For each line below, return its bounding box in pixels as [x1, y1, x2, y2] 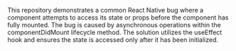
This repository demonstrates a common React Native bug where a [7, 6, 204, 14]
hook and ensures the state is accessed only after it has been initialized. [7, 36, 219, 44]
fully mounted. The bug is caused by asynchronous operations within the [7, 21, 222, 29]
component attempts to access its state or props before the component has [7, 13, 229, 22]
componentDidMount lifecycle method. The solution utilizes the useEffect [7, 28, 222, 36]
